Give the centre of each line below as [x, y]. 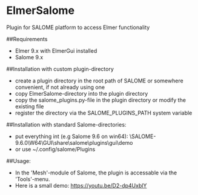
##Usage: [19, 160]
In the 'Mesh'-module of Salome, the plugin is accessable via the [96, 173]
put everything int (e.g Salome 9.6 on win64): [71, 136]
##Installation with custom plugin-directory [60, 69]
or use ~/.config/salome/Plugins [55, 149]
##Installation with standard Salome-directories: [66, 124]
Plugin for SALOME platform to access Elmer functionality [78, 27]
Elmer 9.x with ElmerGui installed [56, 51]
